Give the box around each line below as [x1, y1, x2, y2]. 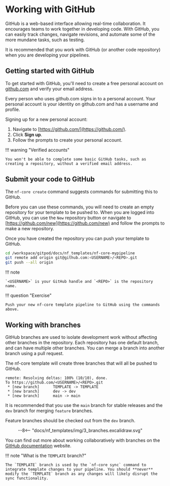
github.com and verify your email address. [5, 86, 94, 92]
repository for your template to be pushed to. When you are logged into [5, 209, 155, 215]
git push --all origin [5, 260, 53, 265]
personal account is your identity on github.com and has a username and [5, 101, 158, 107]
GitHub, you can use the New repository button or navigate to [5, 214, 131, 221]
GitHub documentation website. [5, 443, 72, 449]
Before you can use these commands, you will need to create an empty [5, 204, 154, 210]
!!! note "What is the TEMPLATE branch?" [5, 452, 87, 458]
